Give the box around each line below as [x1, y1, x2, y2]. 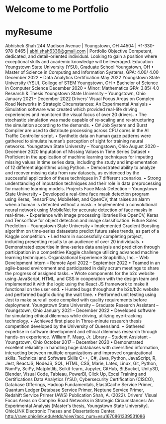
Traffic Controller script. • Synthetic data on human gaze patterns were [5, 133, 151, 139]
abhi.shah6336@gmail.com [29, 48, 86, 54]
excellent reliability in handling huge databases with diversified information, [5, 345, 160, 351]
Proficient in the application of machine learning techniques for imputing [5, 154, 153, 160]
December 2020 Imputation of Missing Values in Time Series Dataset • [5, 148, 150, 155]
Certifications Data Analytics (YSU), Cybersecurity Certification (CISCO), [5, 376, 155, 382]
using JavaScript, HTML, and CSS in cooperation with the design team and [5, 276, 159, 282]
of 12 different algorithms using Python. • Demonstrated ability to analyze [5, 164, 156, 170]
